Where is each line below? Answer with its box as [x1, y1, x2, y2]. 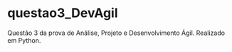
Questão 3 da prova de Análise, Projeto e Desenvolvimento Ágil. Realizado [7, 28, 226, 37]
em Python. [7, 36, 41, 44]
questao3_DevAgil [7, 5, 119, 21]
